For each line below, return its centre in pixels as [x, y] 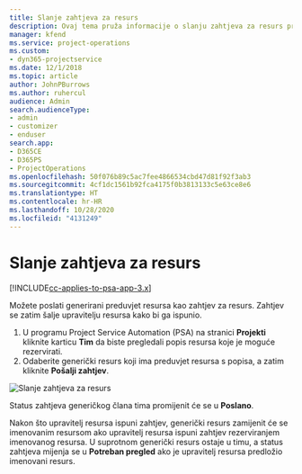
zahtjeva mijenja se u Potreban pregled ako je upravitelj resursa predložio [146, 452]
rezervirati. [42, 351]
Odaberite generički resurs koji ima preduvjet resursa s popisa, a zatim [153, 361]
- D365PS [26, 160]
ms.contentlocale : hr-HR [56, 202]
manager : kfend [38, 34]
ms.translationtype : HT [54, 193]
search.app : [31, 143]
